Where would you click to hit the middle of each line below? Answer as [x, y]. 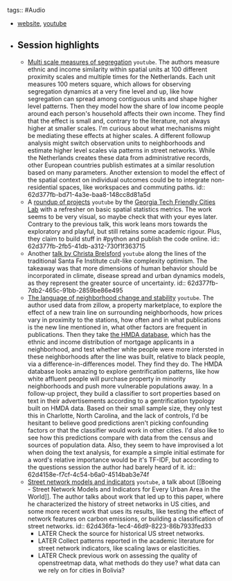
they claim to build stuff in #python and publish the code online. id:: [124, 239]
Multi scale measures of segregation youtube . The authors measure [124, 62]
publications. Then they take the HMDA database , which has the [119, 334]
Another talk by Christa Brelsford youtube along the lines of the [117, 253]
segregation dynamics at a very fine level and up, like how [110, 91]
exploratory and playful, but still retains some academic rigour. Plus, [124, 231]
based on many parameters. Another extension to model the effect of [126, 172]
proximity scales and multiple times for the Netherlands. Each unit [122, 76]
